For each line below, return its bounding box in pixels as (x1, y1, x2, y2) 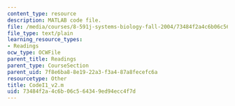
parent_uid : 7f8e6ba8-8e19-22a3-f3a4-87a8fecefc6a (7, 68, 158, 75)
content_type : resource (7, 10, 77, 17)
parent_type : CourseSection (7, 62, 90, 69)
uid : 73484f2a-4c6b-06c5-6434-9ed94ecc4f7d (7, 88, 136, 95)
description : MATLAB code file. (7, 17, 101, 24)
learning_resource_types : (7, 36, 83, 43)
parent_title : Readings (7, 56, 77, 63)
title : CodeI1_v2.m (7, 82, 64, 89)
